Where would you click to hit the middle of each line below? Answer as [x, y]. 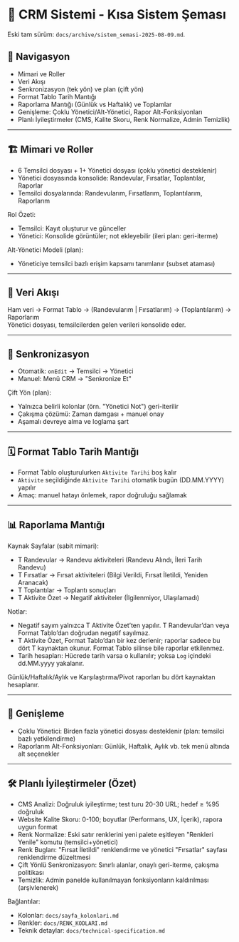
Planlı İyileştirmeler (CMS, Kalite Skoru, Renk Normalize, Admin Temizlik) [124, 119]
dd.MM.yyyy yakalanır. [51, 663]
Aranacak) [33, 582]
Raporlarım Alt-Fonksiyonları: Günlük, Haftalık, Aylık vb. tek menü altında [123, 746]
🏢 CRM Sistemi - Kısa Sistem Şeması [117, 15]
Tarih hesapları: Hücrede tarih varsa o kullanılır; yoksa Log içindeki [114, 655]
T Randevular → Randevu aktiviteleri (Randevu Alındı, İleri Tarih [110, 559]
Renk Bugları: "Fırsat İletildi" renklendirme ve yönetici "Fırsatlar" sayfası [122, 850]
